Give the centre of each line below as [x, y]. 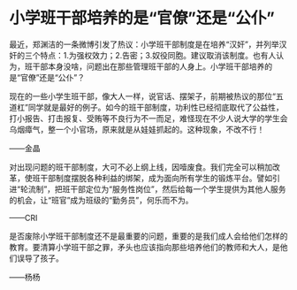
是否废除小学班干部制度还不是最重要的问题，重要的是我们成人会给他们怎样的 [148, 236]
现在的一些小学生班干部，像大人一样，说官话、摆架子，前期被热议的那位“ [143, 96]
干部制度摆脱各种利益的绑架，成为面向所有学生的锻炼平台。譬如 [156, 178]
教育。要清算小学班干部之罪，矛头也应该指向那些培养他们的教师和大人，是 [145, 247]
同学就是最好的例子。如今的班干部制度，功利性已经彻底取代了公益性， [156, 107]
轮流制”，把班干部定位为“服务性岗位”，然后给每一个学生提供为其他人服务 [153, 189]
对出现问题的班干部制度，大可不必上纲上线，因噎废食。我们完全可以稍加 [141, 167]
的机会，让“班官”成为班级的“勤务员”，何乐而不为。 [101, 200]
